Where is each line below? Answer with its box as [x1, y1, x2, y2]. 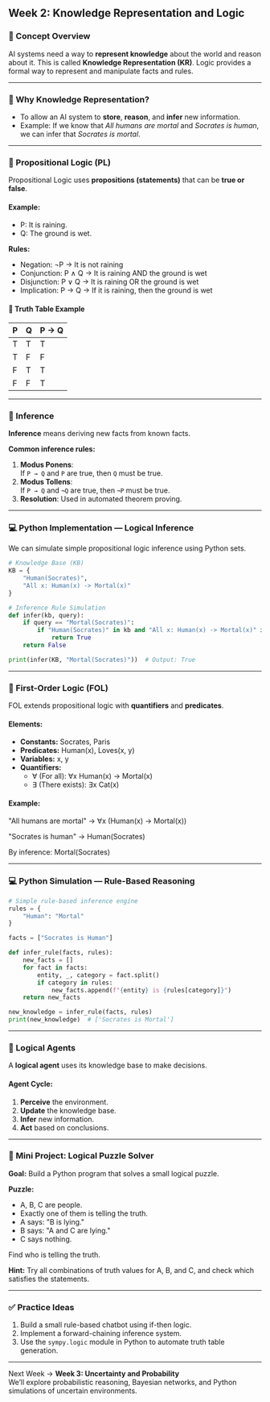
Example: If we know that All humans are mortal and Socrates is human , [19, 120, 260, 130]
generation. [19, 1346, 59, 1355]
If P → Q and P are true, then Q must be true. [19, 468, 163, 478]
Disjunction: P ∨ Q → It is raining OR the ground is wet [19, 277, 199, 287]
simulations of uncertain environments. [8, 1386, 138, 1396]
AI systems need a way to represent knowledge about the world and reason [8, 48, 262, 59]
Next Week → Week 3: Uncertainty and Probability [8, 1369, 179, 1379]
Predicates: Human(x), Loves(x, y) [19, 746, 135, 755]
